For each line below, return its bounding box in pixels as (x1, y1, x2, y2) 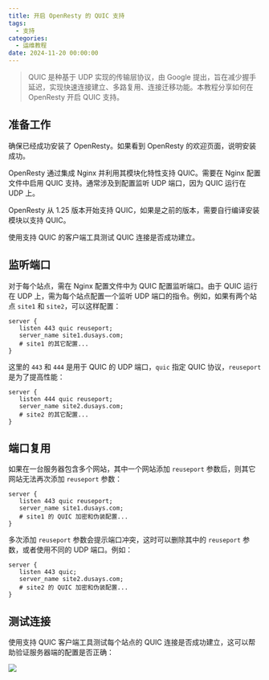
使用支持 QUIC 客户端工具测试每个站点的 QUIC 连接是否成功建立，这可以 (8, 637, 249, 647)
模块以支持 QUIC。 (8, 215, 71, 225)
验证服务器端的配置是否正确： (14, 648, 114, 657)
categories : (8, 34, 48, 43)
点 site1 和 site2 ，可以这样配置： (8, 301, 121, 310)
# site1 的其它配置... (18, 339, 89, 348)
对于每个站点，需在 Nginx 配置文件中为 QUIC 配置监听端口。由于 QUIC (8, 281, 243, 290)
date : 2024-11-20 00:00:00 (8, 49, 99, 57)
